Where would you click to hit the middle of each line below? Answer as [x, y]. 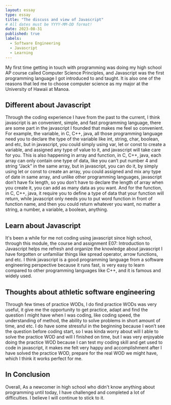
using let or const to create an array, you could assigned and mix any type [83, 172]
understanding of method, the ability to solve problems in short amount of [83, 320]
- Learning [21, 53]
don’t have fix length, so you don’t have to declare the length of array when [84, 182]
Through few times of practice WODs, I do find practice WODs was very [81, 304]
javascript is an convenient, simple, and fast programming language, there [83, 123]
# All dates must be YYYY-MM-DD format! [49, 24]
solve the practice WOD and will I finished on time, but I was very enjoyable [85, 337]
